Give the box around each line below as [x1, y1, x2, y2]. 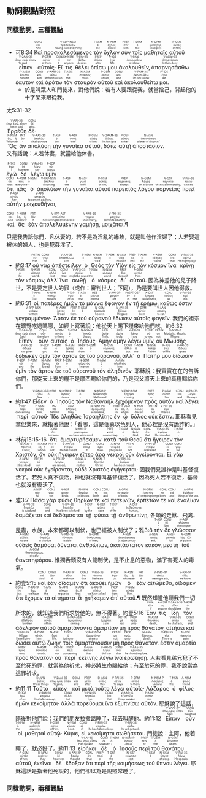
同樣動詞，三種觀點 [6, 26, 63, 34]
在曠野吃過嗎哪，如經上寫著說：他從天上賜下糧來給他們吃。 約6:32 [15, 322, 183, 330]
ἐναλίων [177, 496, 199, 503]
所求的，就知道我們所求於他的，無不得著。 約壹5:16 [15, 609, 144, 616]
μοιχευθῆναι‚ [23, 200, 57, 207]
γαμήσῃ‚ [79, 220, 101, 228]
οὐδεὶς [15, 541, 32, 548]
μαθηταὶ [25, 729, 46, 737]
